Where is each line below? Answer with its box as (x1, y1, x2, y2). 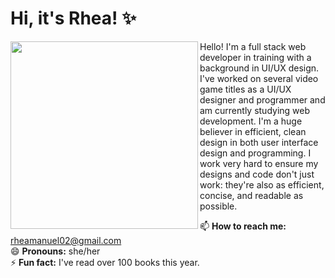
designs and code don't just (199, 168, 315, 180)
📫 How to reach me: (199, 220, 287, 232)
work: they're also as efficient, (199, 178, 325, 191)
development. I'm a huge (199, 115, 303, 127)
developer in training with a (199, 51, 312, 63)
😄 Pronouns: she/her (10, 245, 101, 257)
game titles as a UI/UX (199, 83, 292, 95)
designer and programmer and (199, 93, 326, 106)
